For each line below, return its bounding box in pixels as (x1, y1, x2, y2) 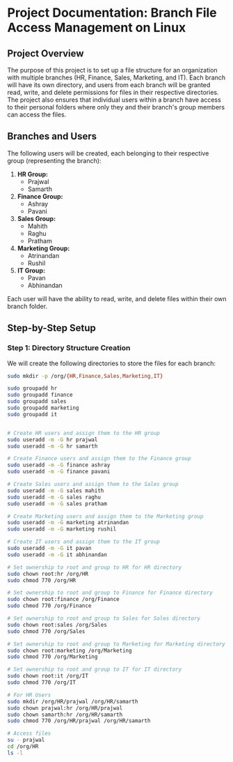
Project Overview (7, 47, 84, 59)
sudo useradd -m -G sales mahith (7, 487, 104, 494)
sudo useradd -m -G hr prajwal (7, 436, 98, 443)
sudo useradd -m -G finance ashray (7, 462, 111, 468)
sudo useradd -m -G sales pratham (7, 500, 108, 507)
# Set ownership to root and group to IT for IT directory (7, 666, 182, 673)
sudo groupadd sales (7, 398, 67, 405)
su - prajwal (7, 737, 45, 744)
